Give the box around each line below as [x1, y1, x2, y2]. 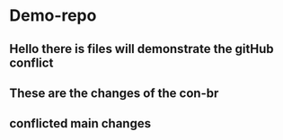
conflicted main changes [9, 116, 151, 131]
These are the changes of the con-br [9, 85, 219, 101]
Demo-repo [9, 5, 97, 26]
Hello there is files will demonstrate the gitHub [9, 41, 274, 57]
